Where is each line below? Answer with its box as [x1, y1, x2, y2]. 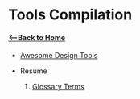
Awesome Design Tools [19, 51, 98, 60]
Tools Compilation [8, 6, 133, 24]
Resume [19, 66, 47, 76]
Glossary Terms [31, 82, 85, 92]
